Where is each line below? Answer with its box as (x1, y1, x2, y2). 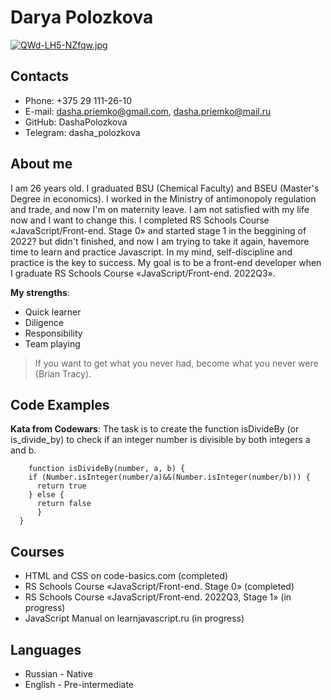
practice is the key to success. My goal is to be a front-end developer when (10, 256, 322, 268)
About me (10, 156, 73, 173)
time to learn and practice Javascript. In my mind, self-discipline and (10, 246, 293, 258)
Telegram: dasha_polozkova (24, 126, 141, 138)
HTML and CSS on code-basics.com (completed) (24, 570, 229, 582)
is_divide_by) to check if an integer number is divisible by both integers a (10, 434, 311, 446)
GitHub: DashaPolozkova (24, 116, 128, 128)
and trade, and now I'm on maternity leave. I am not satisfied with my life (10, 203, 310, 215)
